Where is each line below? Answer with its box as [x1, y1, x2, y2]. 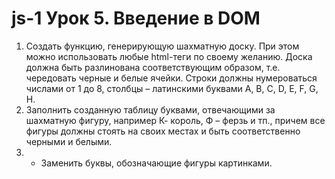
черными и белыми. [25, 135, 113, 147]
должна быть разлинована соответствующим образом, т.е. [25, 61, 281, 73]
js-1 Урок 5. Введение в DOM [11, 7, 261, 30]
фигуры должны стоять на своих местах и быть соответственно [25, 125, 301, 137]
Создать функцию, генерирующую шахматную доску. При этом [25, 40, 300, 52]
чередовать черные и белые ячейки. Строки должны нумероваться [25, 72, 318, 84]
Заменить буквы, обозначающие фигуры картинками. [40, 157, 273, 169]
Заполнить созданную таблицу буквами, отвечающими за [25, 103, 276, 116]
